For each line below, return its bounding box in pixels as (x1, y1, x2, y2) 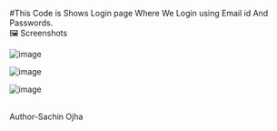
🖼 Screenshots (9, 27, 68, 38)
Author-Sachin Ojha (9, 111, 84, 122)
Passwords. (9, 17, 54, 28)
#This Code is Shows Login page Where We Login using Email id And (9, 8, 269, 18)
